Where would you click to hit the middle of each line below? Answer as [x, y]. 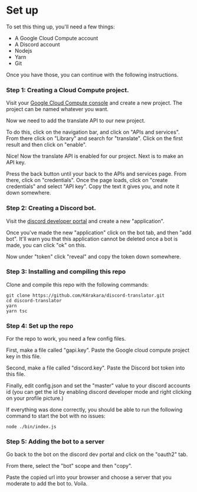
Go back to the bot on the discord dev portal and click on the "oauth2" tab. [97, 454]
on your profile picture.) [35, 398]
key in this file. [24, 357]
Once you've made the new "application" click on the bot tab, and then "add [99, 232]
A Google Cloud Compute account [56, 38]
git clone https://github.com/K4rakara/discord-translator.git [86, 295]
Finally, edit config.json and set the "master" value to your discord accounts [98, 386]
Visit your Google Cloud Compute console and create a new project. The [94, 103]
